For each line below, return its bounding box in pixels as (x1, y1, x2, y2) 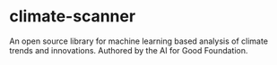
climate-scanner (9, 6, 136, 27)
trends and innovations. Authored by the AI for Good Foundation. (9, 45, 248, 55)
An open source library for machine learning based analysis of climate (9, 36, 269, 46)
